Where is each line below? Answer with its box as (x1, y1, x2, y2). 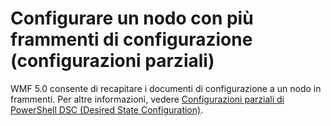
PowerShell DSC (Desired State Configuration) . (10, 103, 204, 116)
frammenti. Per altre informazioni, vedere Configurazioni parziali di (10, 93, 285, 105)
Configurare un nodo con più (10, 7, 254, 30)
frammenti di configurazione (10, 28, 253, 51)
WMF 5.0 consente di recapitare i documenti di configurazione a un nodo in (10, 82, 322, 94)
